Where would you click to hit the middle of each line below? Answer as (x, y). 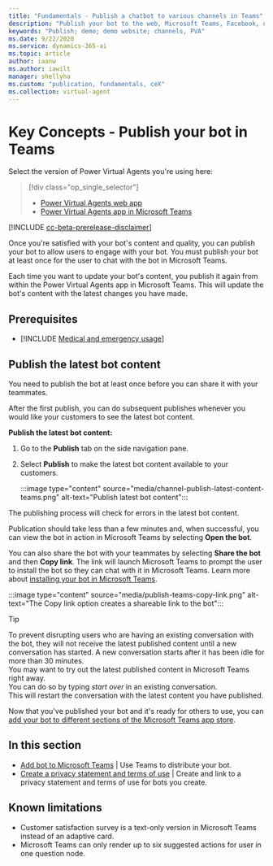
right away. (27, 678)
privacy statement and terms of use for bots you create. (113, 782)
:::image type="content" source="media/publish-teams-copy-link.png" (127, 594)
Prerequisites (43, 319)
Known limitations (55, 808)
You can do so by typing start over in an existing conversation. (113, 686)
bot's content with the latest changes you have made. (98, 294)
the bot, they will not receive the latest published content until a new (123, 643)
